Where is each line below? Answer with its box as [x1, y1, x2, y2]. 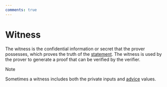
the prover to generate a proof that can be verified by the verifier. [5, 56, 141, 62]
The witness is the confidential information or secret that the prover [5, 46, 145, 52]
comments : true [5, 7, 37, 13]
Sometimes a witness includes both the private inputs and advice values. [5, 76, 156, 82]
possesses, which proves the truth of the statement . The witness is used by [5, 51, 162, 57]
